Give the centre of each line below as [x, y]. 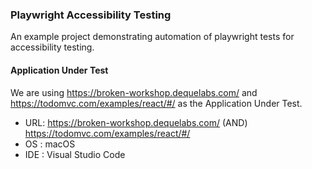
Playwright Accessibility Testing [91, 15]
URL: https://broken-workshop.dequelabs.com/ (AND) [136, 122]
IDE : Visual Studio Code [75, 154]
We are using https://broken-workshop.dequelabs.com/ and [134, 92]
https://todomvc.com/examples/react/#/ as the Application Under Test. [156, 103]
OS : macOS [50, 144]
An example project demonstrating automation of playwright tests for [152, 37]
